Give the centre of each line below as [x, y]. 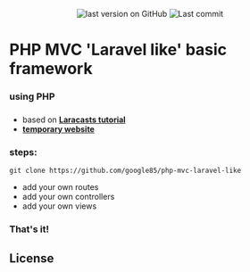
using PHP [32, 96]
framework [51, 69]
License [32, 258]
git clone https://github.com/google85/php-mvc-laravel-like [125, 171]
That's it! [29, 229]
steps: [23, 152]
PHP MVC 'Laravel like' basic [118, 50]
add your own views [59, 206]
